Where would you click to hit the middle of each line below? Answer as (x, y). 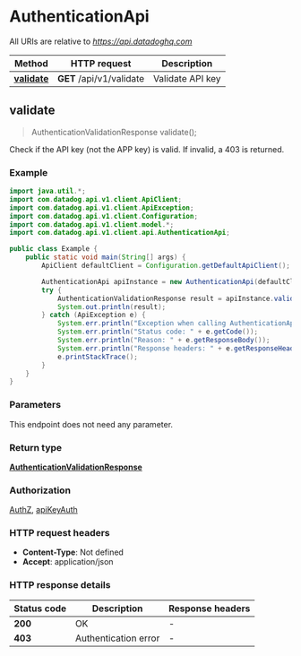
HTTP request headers (60, 533)
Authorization (40, 490)
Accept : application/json (68, 562)
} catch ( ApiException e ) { (94, 315)
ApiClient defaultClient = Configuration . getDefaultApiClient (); (166, 266)
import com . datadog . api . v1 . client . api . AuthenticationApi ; (120, 233)
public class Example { (54, 249)
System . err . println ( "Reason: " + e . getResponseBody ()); (163, 341)
